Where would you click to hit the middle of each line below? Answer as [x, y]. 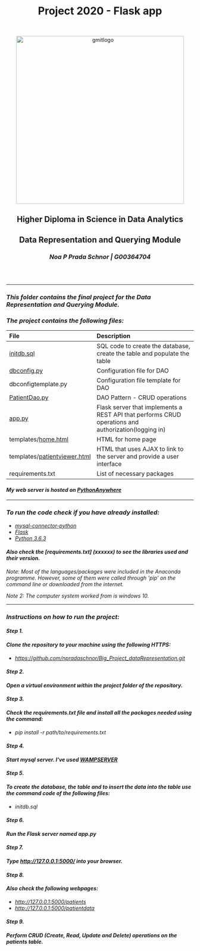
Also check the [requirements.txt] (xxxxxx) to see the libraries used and [97, 552]
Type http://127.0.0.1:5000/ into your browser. [65, 861]
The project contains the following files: [65, 321]
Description [114, 336]
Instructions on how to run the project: [63, 617]
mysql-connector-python [46, 525]
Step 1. [15, 631]
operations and [118, 422]
